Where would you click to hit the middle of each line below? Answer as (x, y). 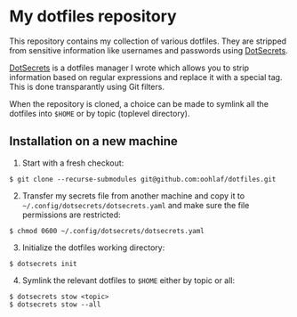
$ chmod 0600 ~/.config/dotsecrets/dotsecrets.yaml (107, 231)
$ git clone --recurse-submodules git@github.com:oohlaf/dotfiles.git (143, 179)
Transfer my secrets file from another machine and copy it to (133, 195)
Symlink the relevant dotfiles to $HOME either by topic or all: (128, 280)
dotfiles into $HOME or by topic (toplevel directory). (100, 113)
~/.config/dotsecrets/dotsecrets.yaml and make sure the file (136, 205)
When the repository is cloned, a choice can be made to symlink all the (139, 103)
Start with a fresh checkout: (73, 163)
